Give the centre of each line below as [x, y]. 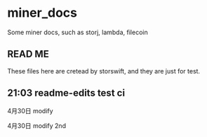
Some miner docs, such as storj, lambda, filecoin [78, 32]
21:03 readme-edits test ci [66, 93]
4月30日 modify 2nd [37, 125]
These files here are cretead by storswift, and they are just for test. [104, 71]
